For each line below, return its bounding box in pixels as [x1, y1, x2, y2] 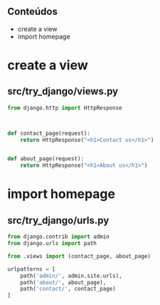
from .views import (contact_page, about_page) [7, 252, 151, 259]
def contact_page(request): [7, 130, 91, 137]
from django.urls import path [7, 240, 97, 247]
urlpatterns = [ [7, 265, 55, 273]
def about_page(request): [7, 155, 84, 162]
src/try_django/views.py [7, 86, 119, 98]
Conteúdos [7, 6, 58, 18]
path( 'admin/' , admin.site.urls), [20, 272, 122, 279]
